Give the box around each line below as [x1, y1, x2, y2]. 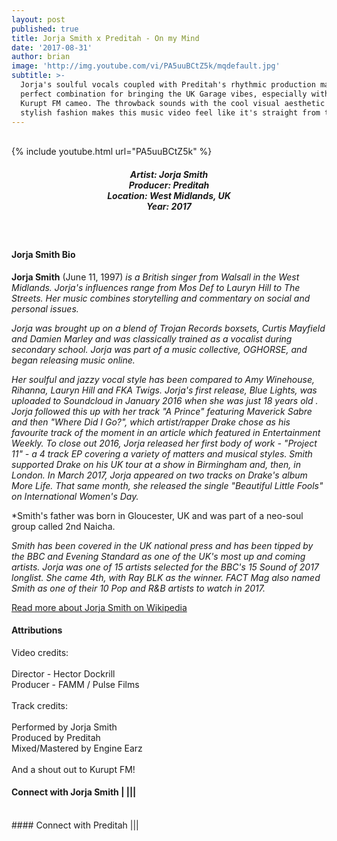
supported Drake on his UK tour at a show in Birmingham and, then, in [11, 458, 301, 470]
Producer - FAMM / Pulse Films [11, 678, 140, 690]
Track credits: [11, 699, 69, 711]
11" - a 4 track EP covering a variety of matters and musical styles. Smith [11, 447, 313, 460]
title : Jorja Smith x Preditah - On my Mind [11, 33, 200, 43]
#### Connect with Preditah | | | [11, 819, 139, 831]
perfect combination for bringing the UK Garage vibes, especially [20, 89, 308, 99]
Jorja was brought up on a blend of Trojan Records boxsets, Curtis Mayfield [11, 322, 326, 334]
